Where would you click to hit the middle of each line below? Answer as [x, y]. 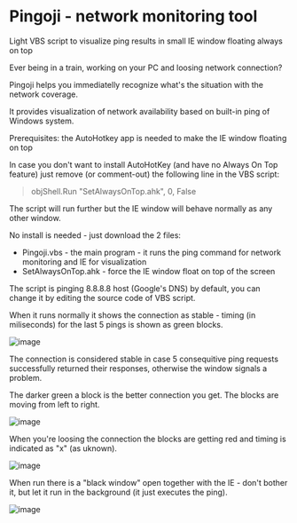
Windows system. [42, 121]
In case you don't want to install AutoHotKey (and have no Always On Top [144, 164]
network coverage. [43, 94]
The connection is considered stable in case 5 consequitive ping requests [144, 359]
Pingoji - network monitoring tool [133, 16]
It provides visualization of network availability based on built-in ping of [140, 111]
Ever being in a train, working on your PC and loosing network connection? [146, 67]
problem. [26, 377]
